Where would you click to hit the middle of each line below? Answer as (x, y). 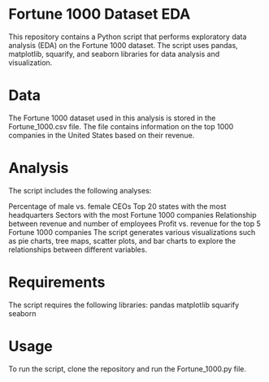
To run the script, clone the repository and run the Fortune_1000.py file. (127, 369)
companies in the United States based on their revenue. (102, 135)
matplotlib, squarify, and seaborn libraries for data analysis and (114, 54)
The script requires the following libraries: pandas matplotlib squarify (124, 305)
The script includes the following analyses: (80, 190)
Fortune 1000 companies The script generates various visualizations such (132, 232)
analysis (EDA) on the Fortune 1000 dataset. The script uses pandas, (123, 45)
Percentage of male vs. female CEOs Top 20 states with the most (117, 206)
